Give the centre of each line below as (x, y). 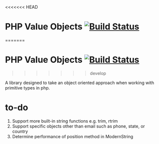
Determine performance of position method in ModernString (72, 136)
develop (98, 73)
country (20, 131)
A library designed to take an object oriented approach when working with (80, 83)
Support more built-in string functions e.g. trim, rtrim (65, 121)
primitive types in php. (28, 88)
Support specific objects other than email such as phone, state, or (79, 126)
